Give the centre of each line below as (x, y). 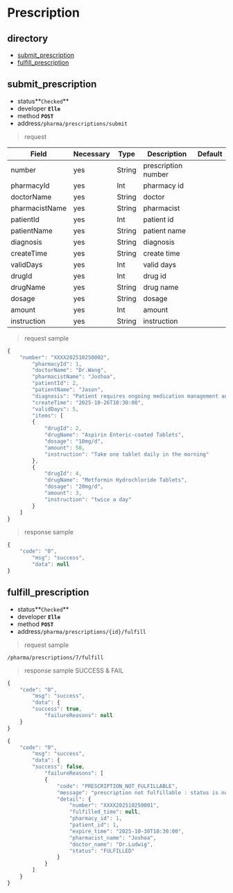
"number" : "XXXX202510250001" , (114, 805)
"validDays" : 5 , (55, 409)
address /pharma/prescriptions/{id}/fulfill (82, 631)
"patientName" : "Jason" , (68, 390)
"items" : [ (48, 416)
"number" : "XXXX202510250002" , (65, 357)
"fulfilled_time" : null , (105, 812)
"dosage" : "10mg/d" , (74, 442)
